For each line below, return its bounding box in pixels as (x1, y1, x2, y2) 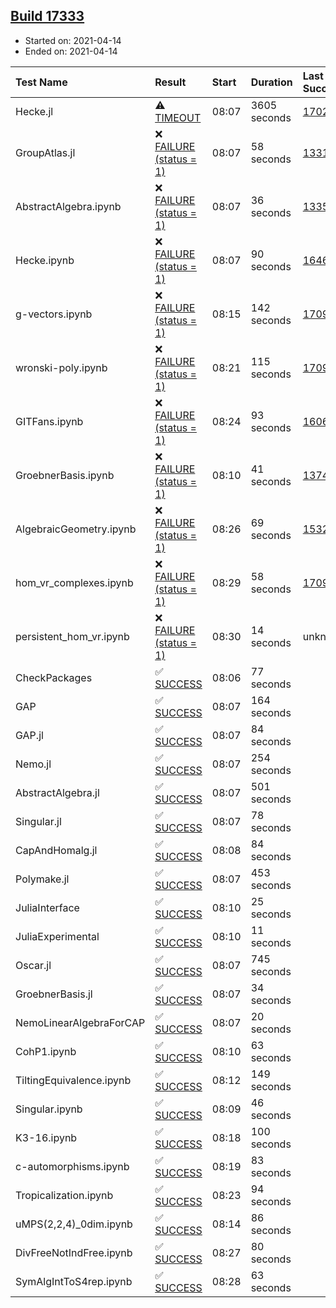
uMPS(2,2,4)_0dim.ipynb (15, 1217, 133, 1231)
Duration (250, 75, 293, 89)
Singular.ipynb (15, 1102, 83, 1116)
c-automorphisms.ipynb (15, 1159, 130, 1173)
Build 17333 (10, 8, 85, 25)
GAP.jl (15, 728, 44, 742)
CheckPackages (15, 670, 93, 684)
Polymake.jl (15, 872, 70, 886)
